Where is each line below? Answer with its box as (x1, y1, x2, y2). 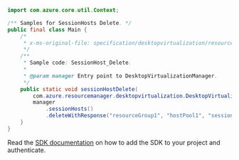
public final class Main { (7, 26, 87, 33)
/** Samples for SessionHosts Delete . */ (7, 19, 132, 26)
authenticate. (7, 146, 46, 154)
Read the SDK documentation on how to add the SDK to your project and (7, 138, 221, 146)
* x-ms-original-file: (23, 39, 91, 46)
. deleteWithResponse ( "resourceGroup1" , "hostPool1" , (45, 112, 205, 119)
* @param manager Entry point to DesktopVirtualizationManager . (23, 72, 218, 80)
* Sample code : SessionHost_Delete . (23, 59, 132, 67)
